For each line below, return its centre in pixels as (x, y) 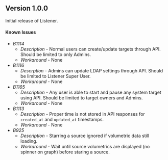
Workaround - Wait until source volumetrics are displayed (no (85, 147)
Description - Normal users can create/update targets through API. (90, 49)
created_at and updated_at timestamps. (62, 120)
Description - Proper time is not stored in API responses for (83, 114)
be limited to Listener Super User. (55, 76)
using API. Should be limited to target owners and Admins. (81, 98)
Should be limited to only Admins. (55, 55)
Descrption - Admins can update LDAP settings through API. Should (92, 71)
